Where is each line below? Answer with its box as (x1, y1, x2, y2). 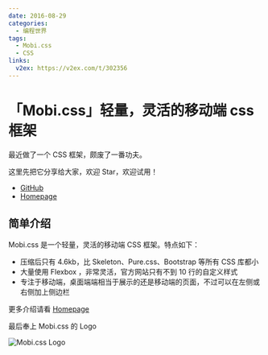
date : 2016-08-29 (8, 11, 67, 20)
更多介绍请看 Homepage (8, 303, 90, 314)
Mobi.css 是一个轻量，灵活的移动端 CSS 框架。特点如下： (8, 239, 200, 250)
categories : (8, 19, 48, 27)
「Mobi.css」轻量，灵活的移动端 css (8, 101, 255, 119)
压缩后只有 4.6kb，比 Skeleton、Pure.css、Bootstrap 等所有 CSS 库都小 (19, 257, 259, 266)
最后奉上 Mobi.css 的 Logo (8, 321, 97, 331)
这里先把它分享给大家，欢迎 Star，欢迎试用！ (8, 167, 159, 176)
